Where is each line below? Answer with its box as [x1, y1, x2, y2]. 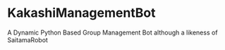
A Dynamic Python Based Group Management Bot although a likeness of [7, 28, 218, 37]
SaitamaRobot [7, 35, 48, 44]
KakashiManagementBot [7, 5, 156, 21]
